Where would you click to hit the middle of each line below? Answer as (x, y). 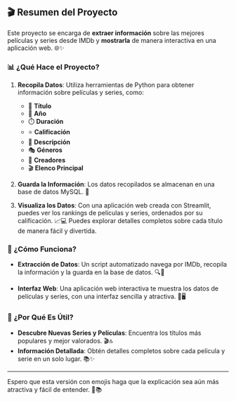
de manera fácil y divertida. (57, 231)
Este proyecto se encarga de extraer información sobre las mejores (106, 33)
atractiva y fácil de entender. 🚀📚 (55, 389)
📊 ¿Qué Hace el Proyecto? (53, 67)
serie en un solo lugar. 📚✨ (56, 359)
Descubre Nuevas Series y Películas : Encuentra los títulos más (109, 333)
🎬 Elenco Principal (55, 168)
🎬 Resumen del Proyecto (63, 12)
